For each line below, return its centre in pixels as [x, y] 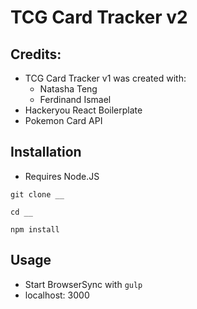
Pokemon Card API [63, 120]
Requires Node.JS [62, 176]
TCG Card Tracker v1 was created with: [105, 78]
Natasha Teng [68, 89]
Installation [46, 152]
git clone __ [37, 194]
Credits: [36, 54]
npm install [35, 229]
